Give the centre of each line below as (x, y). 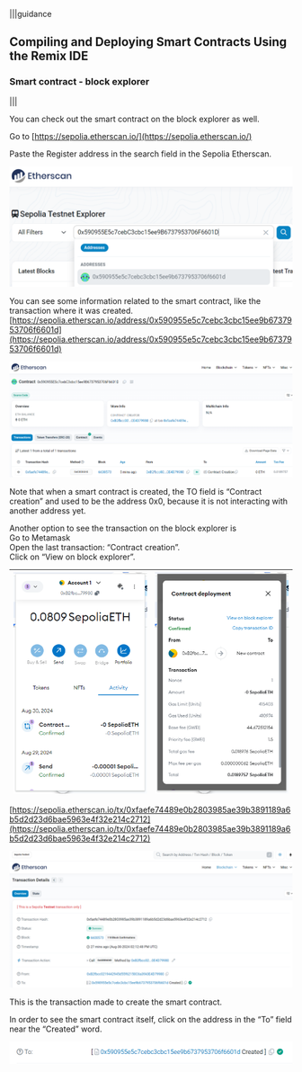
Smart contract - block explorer (80, 82)
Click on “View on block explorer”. (72, 557)
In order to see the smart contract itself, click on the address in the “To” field (151, 1020)
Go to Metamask (40, 538)
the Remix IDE (49, 56)
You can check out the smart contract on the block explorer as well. (135, 119)
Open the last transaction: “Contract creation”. (95, 548)
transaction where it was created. (71, 311)
